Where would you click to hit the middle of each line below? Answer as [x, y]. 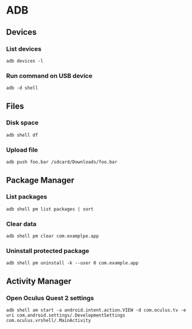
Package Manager [40, 180]
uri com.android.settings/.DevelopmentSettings [66, 315]
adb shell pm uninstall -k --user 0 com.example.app [72, 263]
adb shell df [22, 135]
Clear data [21, 223]
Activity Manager [39, 281]
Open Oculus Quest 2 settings [50, 298]
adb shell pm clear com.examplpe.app [53, 236]
